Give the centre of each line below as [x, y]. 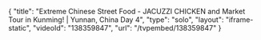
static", [20, 28]
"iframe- [239, 20]
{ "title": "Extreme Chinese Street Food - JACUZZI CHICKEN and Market [127, 11]
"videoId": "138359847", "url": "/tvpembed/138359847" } [127, 28]
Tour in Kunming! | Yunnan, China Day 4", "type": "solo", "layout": [116, 20]
